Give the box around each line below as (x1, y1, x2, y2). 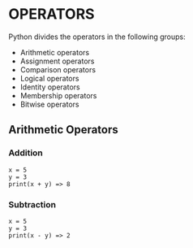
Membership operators (19, 90, 97, 100)
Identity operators (19, 82, 80, 92)
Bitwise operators (19, 99, 79, 109)
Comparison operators (19, 64, 96, 74)
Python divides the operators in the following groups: (8, 32, 186, 41)
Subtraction (8, 198, 57, 210)
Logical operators (19, 73, 79, 83)
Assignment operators (19, 56, 95, 66)
